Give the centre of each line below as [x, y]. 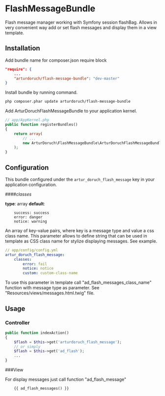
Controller [17, 322]
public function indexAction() [37, 333]
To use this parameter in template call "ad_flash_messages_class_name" [78, 282]
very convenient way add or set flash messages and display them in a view [81, 27]
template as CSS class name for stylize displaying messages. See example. [81, 241]
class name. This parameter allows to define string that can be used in [76, 236]
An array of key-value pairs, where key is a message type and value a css [80, 231]
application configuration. [31, 184]
